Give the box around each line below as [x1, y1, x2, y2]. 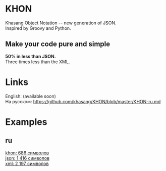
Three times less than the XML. [5, 59, 70, 65]
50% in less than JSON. [5, 53, 57, 59]
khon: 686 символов [5, 150, 49, 156]
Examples [5, 116, 47, 127]
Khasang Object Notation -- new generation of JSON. [5, 20, 117, 26]
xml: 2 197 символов [5, 160, 49, 166]
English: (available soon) [5, 93, 57, 99]
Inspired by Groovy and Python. [5, 25, 72, 31]
